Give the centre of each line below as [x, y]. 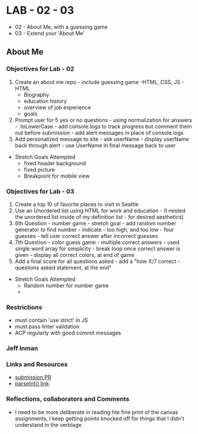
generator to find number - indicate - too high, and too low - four [94, 230]
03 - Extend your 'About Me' [50, 33]
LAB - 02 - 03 [40, 10]
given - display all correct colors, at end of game [75, 255]
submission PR [33, 377]
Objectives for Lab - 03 [40, 191]
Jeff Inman [22, 348]
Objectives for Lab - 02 [40, 69]
